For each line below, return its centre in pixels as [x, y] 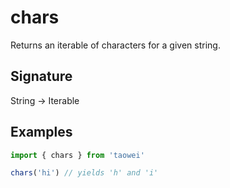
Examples [41, 132]
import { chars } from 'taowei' [77, 155]
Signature [41, 76]
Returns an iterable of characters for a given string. [115, 45]
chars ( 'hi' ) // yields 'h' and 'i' [84, 173]
